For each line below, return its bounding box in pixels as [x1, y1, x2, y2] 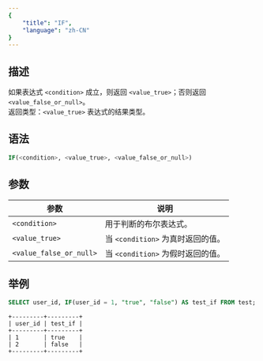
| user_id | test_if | [8, 320, 83, 328]
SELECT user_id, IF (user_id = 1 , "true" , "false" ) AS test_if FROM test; [8, 299, 257, 306]
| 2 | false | [8, 340, 83, 348]
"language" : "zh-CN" [22, 26, 90, 34]
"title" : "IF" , [22, 19, 73, 27]
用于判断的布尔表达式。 [104, 218, 192, 229]
